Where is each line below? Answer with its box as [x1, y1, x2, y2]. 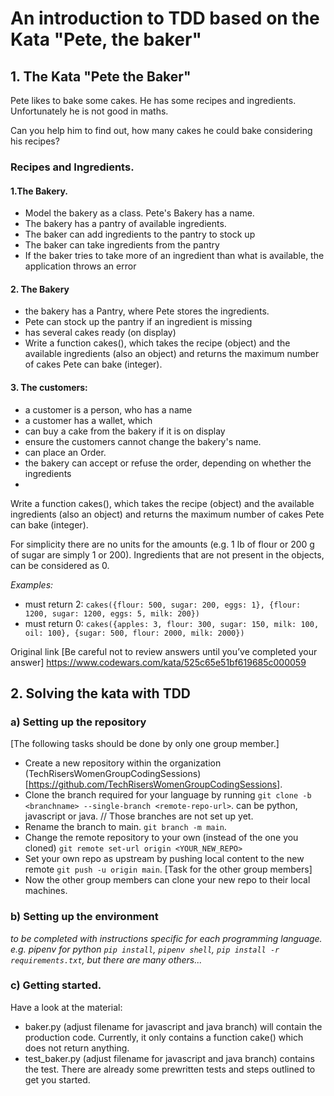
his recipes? [10, 135, 60, 147]
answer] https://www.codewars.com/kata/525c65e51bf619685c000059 [10, 656, 307, 668]
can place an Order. [24, 446, 107, 458]
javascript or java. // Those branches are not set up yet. [24, 810, 254, 822]
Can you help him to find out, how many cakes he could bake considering [10, 125, 313, 136]
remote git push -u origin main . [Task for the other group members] [24, 863, 313, 876]
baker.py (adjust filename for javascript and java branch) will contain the [24, 1020, 323, 1032]
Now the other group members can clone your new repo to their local [24, 874, 311, 886]
